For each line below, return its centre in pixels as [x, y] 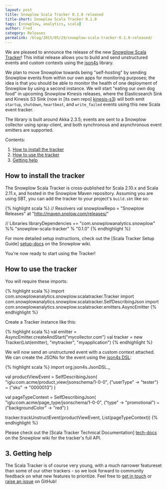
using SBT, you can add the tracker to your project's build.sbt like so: [77, 198]
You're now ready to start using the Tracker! [50, 253]
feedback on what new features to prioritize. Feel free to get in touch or [79, 476]
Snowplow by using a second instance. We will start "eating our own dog [80, 88]
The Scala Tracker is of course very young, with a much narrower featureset [83, 465]
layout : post [19, 10]
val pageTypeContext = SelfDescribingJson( [51, 397]
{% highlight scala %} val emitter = [41, 332]
